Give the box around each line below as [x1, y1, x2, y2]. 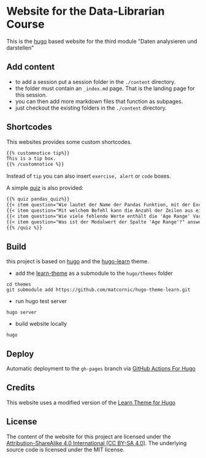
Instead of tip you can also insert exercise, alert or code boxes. [6, 173, 172, 180]
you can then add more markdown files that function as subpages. [15, 97, 183, 105]
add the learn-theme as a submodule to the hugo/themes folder [15, 269, 174, 277]
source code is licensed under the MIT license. [6, 446, 124, 453]
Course [6, 17, 45, 31]
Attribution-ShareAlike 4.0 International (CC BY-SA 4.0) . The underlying [6, 439, 187, 446]
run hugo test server [15, 298, 67, 305]
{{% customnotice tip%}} [6, 150, 70, 156]
